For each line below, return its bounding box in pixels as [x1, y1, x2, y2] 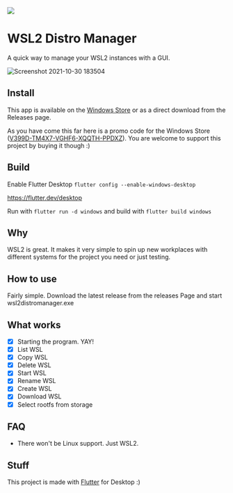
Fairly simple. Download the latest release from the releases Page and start [7, 291, 223, 300]
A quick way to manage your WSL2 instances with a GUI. [7, 54, 170, 62]
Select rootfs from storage [17, 400, 93, 409]
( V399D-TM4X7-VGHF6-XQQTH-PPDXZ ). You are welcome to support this [7, 134, 221, 142]
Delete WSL [17, 361, 51, 369]
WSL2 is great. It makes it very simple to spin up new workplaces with [7, 245, 208, 254]
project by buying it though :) [7, 141, 90, 149]
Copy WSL [17, 353, 49, 362]
